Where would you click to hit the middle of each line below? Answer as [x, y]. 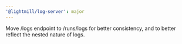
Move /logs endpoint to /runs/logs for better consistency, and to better [91, 28]
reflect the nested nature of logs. [45, 34]
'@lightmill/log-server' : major [45, 11]
